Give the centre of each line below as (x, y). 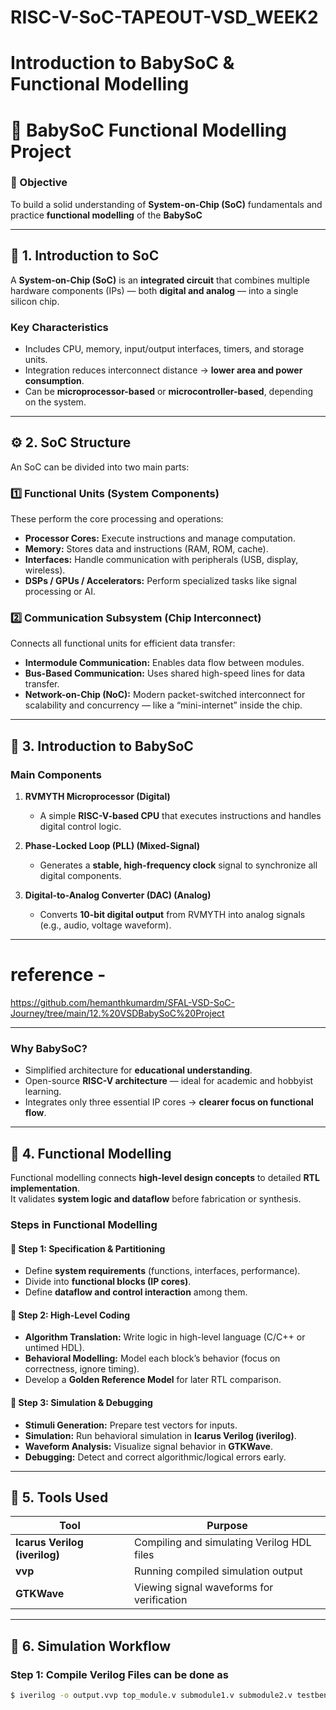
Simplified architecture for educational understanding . (138, 1070)
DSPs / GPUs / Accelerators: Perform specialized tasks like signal (161, 581)
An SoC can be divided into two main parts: (100, 467)
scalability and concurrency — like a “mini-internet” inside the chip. (163, 705)
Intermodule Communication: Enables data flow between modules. (164, 663)
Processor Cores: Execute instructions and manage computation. (160, 538)
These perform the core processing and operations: (117, 519)
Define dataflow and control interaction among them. (136, 1292)
